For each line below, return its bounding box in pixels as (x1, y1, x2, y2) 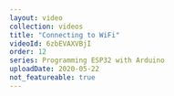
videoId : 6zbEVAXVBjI (9, 38, 92, 48)
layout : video (9, 13, 64, 23)
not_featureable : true (9, 73, 96, 82)
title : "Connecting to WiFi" (9, 30, 120, 39)
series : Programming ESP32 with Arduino (9, 56, 166, 65)
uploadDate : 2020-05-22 (9, 65, 100, 74)
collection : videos (9, 22, 84, 31)
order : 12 (9, 48, 47, 57)
